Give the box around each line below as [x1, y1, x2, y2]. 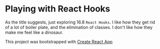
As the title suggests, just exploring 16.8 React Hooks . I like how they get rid [5, 19, 156, 25]
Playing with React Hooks [5, 3, 110, 14]
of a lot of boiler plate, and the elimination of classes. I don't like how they [5, 24, 153, 30]
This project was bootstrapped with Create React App [5, 38, 113, 44]
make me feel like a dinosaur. [5, 29, 64, 35]
